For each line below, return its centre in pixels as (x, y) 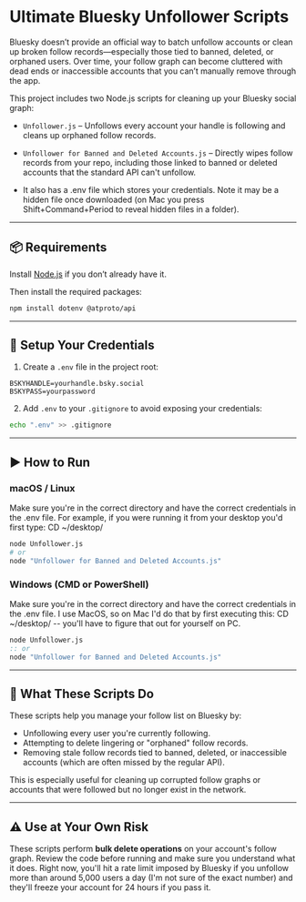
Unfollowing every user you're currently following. (117, 734)
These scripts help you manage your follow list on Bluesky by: (126, 715)
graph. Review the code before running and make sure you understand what (153, 858)
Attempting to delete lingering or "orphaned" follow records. (135, 743)
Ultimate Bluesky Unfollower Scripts (149, 17)
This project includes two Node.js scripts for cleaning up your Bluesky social (153, 98)
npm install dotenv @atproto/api (73, 308)
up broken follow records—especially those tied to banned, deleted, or (142, 51)
